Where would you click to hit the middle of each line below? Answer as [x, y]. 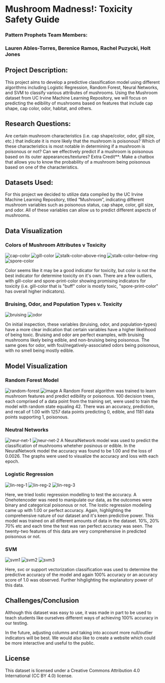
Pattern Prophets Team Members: [46, 35]
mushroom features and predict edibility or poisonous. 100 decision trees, [80, 396]
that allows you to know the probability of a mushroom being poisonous [78, 162]
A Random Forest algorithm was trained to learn [107, 391]
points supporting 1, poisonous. [37, 417]
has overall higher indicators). [35, 291]
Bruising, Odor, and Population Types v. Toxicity [64, 304]
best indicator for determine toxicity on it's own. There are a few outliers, [79, 276]
